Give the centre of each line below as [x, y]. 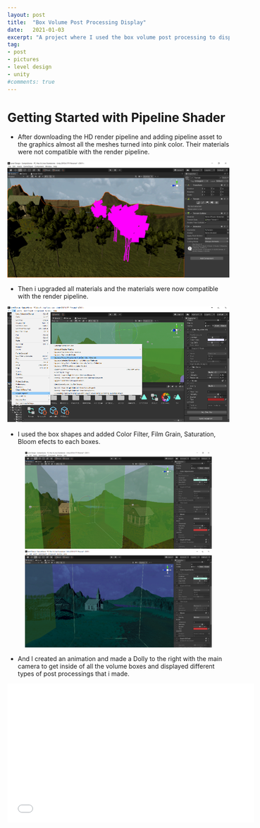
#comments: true [31, 82]
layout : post [26, 15]
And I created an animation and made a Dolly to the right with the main [120, 658]
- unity [19, 74]
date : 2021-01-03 [36, 30]
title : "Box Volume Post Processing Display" [77, 22]
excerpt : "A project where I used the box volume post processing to [112, 37]
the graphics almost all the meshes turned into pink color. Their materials [123, 144]
